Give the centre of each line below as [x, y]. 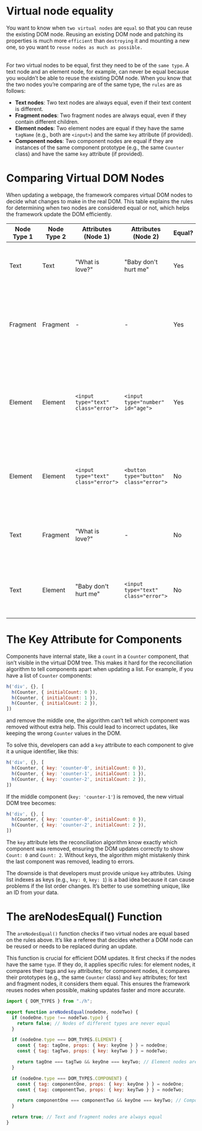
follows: [16, 91]
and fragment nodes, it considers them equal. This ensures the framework [98, 984]
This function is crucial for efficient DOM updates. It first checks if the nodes [101, 958]
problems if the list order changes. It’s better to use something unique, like [98, 886]
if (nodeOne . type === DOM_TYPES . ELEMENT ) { [67, 1040]
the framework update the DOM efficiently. [59, 214]
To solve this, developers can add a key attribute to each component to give [100, 745]
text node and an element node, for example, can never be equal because [98, 71]
